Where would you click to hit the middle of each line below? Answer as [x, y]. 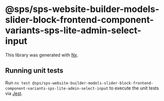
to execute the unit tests [134, 88]
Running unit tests [34, 71]
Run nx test [18, 82]
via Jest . [14, 93]
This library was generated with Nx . [42, 55]
